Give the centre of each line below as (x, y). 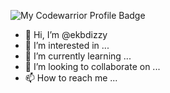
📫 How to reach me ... (71, 78)
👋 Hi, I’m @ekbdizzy (66, 34)
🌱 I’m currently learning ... (78, 56)
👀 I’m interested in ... (67, 45)
